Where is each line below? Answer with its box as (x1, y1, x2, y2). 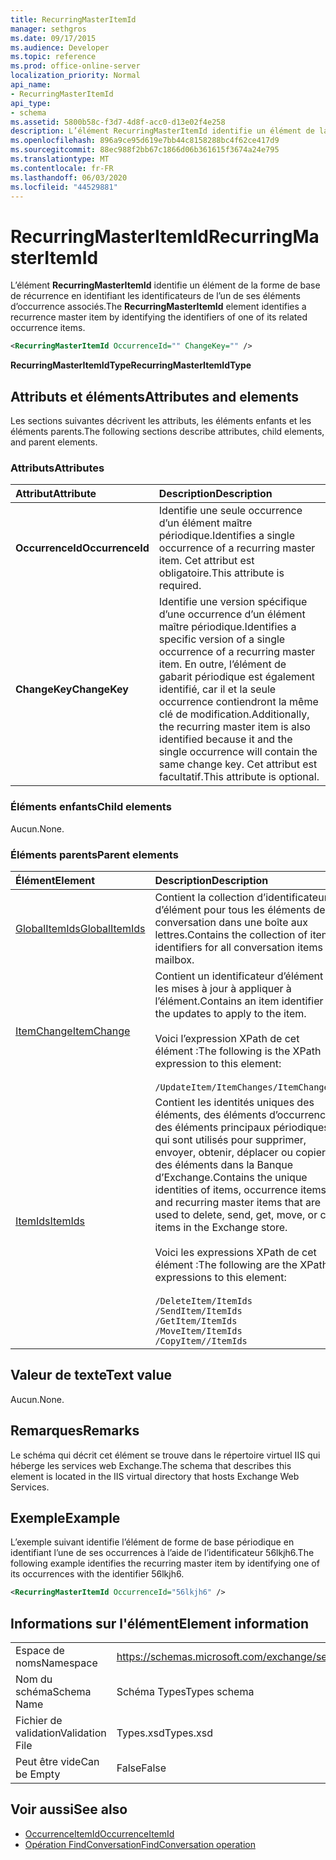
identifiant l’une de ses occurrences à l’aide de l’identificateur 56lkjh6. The (10, 1547, 315, 1559)
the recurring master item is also (158, 720, 311, 734)
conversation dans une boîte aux (154, 915, 308, 929)
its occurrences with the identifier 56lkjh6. (10, 1568, 185, 1580)
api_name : (10, 80, 52, 90)
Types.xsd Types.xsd (116, 1726, 214, 1740)
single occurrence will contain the (158, 745, 318, 759)
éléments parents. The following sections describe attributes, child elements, (10, 426, 325, 437)
